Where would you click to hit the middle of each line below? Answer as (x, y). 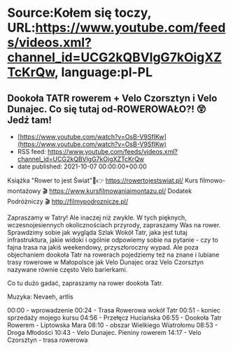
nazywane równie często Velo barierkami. (68, 270)
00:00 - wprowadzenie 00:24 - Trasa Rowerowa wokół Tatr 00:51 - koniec (114, 310)
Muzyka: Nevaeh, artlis (40, 296)
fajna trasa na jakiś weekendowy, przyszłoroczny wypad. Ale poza (103, 247)
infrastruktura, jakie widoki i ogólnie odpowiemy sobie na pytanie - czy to (113, 240)
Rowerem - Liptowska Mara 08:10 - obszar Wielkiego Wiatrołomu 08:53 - (113, 325)
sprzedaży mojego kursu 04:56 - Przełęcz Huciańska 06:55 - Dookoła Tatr (115, 317)
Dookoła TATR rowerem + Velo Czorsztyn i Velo (112, 98)
